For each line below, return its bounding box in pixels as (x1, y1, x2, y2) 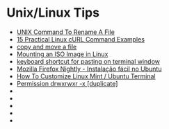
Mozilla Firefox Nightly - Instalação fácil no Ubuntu (16, 64, 162, 73)
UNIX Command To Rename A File (16, 28, 115, 36)
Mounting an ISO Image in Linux (16, 50, 108, 58)
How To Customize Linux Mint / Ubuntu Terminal (16, 71, 156, 80)
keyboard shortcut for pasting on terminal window (16, 57, 161, 65)
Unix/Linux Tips (6, 5, 100, 21)
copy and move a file (16, 42, 77, 51)
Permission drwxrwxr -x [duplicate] (16, 79, 118, 87)
